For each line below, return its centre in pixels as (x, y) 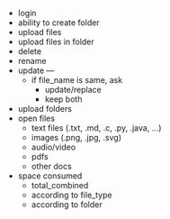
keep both (63, 99)
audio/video (54, 147)
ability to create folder (59, 23)
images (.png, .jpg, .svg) (76, 137)
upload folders (45, 109)
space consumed (50, 176)
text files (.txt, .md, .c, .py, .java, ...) (96, 128)
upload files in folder (56, 41)
